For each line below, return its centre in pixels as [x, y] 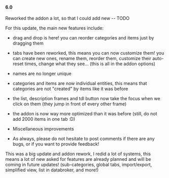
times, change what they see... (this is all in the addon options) [90, 64]
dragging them [28, 43]
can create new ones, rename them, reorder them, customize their [82, 59]
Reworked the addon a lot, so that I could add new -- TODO [67, 18]
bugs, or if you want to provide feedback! [56, 144]
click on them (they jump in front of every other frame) [70, 104]
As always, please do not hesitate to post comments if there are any [83, 139]
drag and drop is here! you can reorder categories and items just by [83, 38]
